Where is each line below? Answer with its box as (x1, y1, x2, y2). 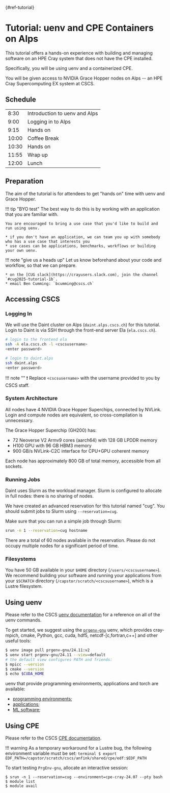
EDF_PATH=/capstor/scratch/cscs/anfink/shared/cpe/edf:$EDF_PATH (5, 756, 147, 761)
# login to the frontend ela (5, 337, 67, 342)
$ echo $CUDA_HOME (5, 671, 44, 677)
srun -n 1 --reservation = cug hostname (5, 528, 88, 533)
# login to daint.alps (5, 356, 53, 361)
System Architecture (5, 395, 58, 402)
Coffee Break (27, 135, 60, 142)
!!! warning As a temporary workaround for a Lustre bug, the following (5, 745, 152, 751)
